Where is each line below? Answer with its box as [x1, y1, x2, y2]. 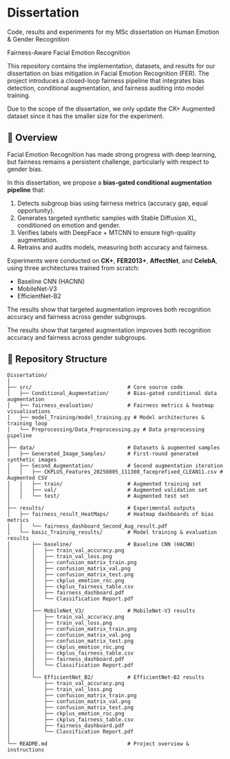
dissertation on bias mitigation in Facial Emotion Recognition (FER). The [7, 69, 210, 77]
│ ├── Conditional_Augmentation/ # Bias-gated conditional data [7, 390, 217, 396]
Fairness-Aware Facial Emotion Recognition [7, 48, 131, 57]
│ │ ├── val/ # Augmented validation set [7, 486, 208, 493]
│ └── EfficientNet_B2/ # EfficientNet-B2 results [7, 673, 205, 681]
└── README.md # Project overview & [7, 740, 189, 747]
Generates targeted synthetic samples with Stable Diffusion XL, [17, 213, 198, 222]
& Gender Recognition [7, 35, 70, 43]
